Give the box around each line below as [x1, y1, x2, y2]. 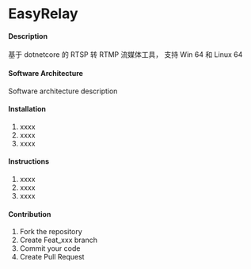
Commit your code [19, 244, 81, 253]
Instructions [8, 157, 50, 166]
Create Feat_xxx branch [19, 235, 97, 245]
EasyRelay [8, 5, 78, 23]
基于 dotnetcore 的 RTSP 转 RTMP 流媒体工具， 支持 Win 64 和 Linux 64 [8, 50, 243, 59]
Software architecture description [8, 86, 118, 96]
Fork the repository [19, 227, 83, 237]
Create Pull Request [19, 252, 85, 262]
